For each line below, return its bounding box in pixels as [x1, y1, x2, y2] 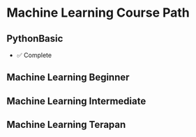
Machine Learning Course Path [6, 5, 190, 21]
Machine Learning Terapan [6, 119, 126, 131]
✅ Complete [16, 51, 52, 59]
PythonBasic [6, 33, 63, 45]
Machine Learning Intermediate [6, 95, 146, 107]
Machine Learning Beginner [6, 72, 130, 83]
